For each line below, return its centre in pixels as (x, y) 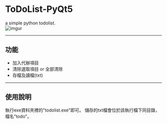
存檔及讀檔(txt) (28, 75)
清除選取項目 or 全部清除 (38, 69)
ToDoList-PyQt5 (39, 9)
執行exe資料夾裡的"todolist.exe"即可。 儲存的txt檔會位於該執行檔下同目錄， (83, 110)
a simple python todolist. (30, 23)
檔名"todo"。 (18, 116)
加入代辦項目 (25, 63)
